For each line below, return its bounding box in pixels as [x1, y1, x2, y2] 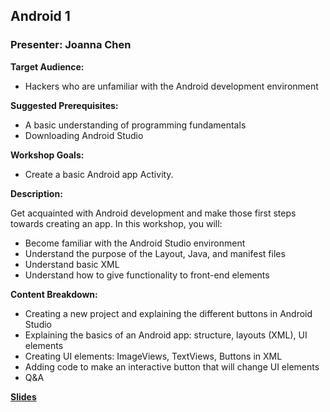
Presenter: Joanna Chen [10, 38, 132, 52]
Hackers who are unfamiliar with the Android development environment [24, 80, 319, 92]
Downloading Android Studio [24, 129, 144, 141]
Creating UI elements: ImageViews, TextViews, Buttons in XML [24, 350, 283, 362]
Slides [10, 390, 37, 403]
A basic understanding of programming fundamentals [24, 119, 247, 131]
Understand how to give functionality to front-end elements [24, 269, 270, 281]
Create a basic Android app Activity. [24, 168, 174, 180]
